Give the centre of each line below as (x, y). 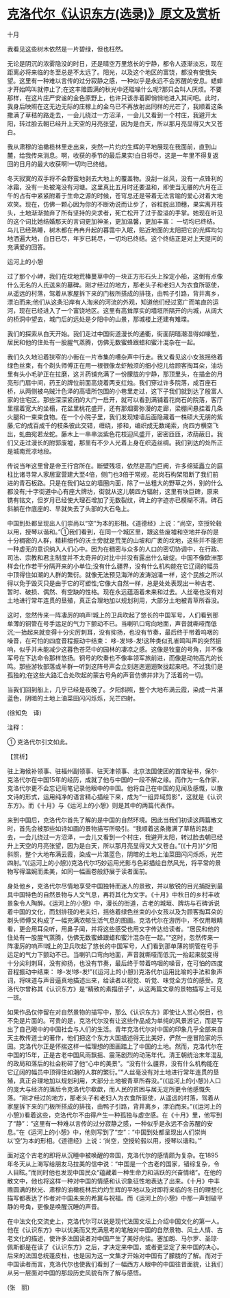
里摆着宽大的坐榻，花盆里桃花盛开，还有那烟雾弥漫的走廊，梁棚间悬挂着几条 (115, 408)
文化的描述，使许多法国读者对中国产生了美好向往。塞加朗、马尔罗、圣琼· (116, 1238)
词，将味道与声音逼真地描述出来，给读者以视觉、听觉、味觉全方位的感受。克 (115, 980)
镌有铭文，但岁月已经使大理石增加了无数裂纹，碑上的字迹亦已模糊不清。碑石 (115, 500)
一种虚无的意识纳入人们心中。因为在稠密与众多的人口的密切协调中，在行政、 (115, 549)
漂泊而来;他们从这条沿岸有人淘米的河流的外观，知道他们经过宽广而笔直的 (110, 302)
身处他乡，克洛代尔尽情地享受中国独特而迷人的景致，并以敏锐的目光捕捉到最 (115, 886)
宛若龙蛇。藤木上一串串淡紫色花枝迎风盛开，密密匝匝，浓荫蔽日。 (124, 434)
